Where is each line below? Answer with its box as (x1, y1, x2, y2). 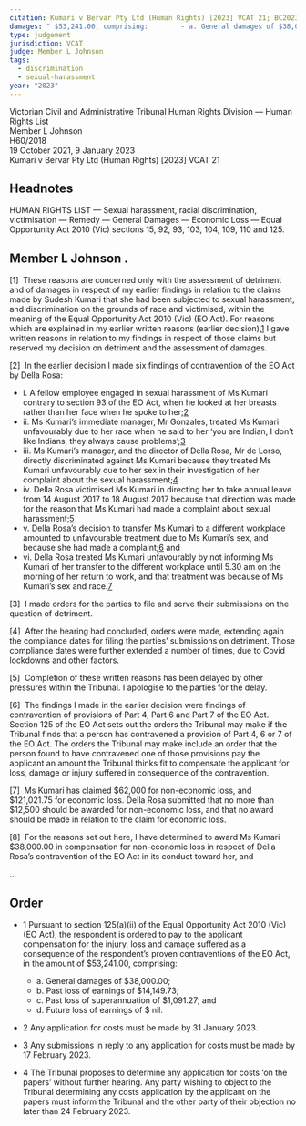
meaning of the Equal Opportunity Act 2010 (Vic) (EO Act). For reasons (9, 313, 275, 324)
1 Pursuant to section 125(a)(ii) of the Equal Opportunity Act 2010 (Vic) (22, 919, 287, 930)
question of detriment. (9, 608, 93, 619)
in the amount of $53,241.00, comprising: (22, 958, 178, 969)
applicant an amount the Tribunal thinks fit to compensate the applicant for (9, 757, 290, 769)
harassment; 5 (22, 513, 75, 524)
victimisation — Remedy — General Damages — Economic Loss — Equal (9, 215, 282, 226)
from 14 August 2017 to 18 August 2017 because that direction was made (22, 493, 296, 505)
